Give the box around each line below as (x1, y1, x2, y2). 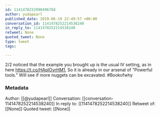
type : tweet (5, 39, 29, 44)
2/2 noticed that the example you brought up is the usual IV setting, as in (5, 61, 152, 67)
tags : (5, 44, 16, 49)
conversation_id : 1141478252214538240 (5, 21, 84, 26)
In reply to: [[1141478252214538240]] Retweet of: (55, 100, 156, 106)
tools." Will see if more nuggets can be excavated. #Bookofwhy (5, 72, 133, 78)
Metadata (5, 84, 28, 91)
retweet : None (5, 30, 34, 35)
